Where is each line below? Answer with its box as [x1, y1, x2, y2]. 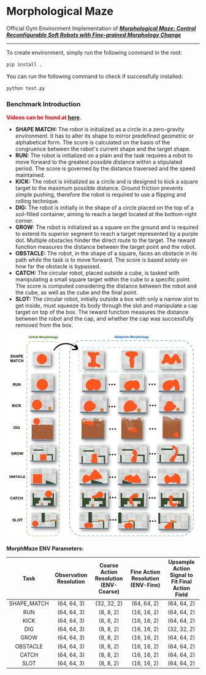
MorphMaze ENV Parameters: [6, 545, 84, 552]
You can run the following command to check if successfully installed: [6, 72, 183, 80]
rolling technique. [15, 197, 59, 205]
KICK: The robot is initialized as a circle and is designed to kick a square [15, 178, 198, 185]
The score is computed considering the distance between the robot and [15, 282, 197, 289]
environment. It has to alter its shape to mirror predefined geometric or [15, 132, 194, 139]
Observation [55, 571, 88, 579]
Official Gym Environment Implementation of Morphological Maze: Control [6, 25, 196, 32]
